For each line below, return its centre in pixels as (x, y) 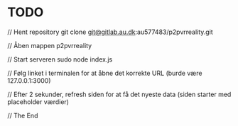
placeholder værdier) (38, 102)
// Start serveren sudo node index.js (60, 59)
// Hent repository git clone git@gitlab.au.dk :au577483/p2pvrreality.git (110, 32)
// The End (23, 115)
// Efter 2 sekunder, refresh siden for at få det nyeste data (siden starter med (119, 94)
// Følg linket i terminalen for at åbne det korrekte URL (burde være (105, 73)
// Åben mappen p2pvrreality (50, 45)
